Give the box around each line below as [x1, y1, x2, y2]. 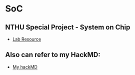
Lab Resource [12, 36, 41, 42]
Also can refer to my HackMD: [5, 50, 101, 59]
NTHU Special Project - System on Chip [5, 23, 130, 31]
